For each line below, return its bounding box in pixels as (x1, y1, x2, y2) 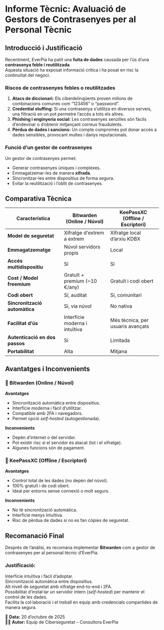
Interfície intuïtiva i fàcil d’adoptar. (5, 573, 74, 579)
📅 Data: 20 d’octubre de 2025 (5, 614, 65, 620)
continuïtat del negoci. (5, 72, 50, 78)
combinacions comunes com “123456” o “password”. (12, 101, 120, 107)
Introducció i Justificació (5, 44, 83, 52)
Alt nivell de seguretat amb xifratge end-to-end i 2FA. (5, 584, 112, 589)
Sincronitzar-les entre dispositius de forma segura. (12, 175, 115, 181)
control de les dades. (5, 594, 48, 600)
